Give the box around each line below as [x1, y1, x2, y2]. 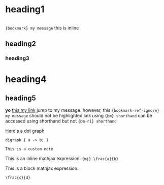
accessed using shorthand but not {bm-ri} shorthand [5, 118, 117, 124]
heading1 [5, 4, 45, 15]
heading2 [5, 40, 37, 48]
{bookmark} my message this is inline [5, 24, 79, 31]
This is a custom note [5, 146, 53, 152]
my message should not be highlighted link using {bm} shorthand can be [5, 113, 152, 119]
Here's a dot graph [5, 128, 45, 134]
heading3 [5, 55, 29, 62]
